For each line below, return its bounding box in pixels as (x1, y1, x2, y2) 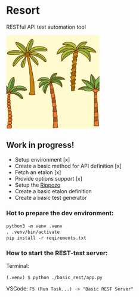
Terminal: (6, 262, 29, 270)
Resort (6, 4, 40, 17)
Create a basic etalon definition (14, 187, 92, 194)
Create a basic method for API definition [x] (14, 162, 122, 169)
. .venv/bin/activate (6, 229, 60, 236)
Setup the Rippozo (14, 181, 61, 188)
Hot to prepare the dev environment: (6, 209, 114, 217)
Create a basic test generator (14, 194, 87, 201)
